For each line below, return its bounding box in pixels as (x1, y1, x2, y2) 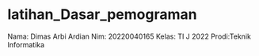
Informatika (7, 39, 45, 49)
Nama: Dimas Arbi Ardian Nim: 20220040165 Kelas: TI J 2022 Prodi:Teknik (7, 32, 251, 41)
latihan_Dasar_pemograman (7, 6, 197, 24)
